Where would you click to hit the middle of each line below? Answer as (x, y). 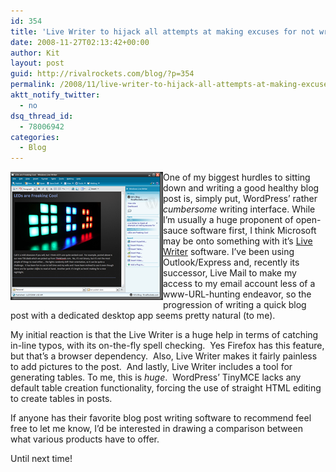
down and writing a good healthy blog (241, 188)
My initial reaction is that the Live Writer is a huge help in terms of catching (164, 335)
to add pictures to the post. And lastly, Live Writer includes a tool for (151, 367)
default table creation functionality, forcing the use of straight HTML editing (166, 388)
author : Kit (35, 53)
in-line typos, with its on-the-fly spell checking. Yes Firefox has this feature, (167, 346)
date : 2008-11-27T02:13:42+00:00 (80, 42)
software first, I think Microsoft (253, 231)
